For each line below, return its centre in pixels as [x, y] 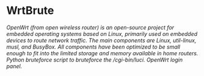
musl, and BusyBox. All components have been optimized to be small [93, 47]
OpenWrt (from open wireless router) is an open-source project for [90, 27]
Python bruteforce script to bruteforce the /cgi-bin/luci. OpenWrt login [95, 60]
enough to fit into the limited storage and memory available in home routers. [102, 53]
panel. [14, 66]
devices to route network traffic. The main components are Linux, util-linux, [101, 40]
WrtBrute [30, 11]
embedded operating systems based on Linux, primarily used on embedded [102, 33]
